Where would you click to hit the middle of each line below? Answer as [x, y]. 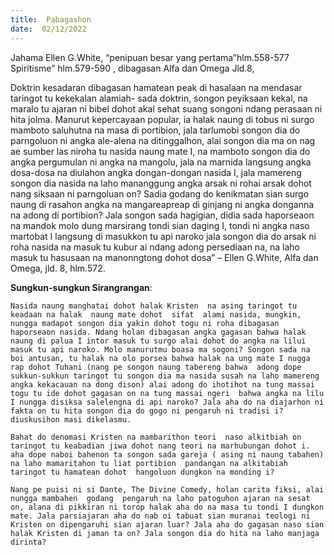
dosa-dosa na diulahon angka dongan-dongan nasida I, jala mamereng [156, 172]
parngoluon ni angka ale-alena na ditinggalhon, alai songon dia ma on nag [163, 140]
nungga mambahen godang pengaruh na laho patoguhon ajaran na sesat [160, 498]
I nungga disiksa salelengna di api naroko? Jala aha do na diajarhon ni [167, 402]
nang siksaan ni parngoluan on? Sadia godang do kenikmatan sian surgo [160, 193]
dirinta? [28, 542]
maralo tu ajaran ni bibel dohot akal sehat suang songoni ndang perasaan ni [166, 108]
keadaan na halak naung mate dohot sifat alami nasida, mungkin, [156, 314]
